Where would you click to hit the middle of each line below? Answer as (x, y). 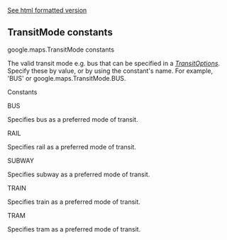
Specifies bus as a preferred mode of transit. (73, 119)
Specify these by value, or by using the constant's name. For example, (110, 71)
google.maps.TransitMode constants (61, 50)
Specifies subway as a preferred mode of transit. (79, 174)
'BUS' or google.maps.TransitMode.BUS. (67, 78)
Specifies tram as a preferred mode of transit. (74, 229)
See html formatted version (47, 10)
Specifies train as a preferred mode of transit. (74, 202)
